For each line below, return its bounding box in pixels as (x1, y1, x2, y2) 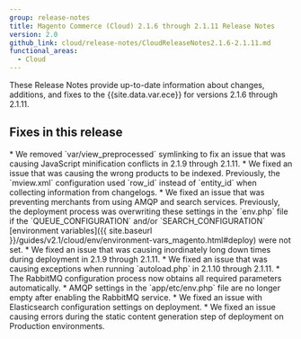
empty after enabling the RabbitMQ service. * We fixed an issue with (9, 291, 263, 302)
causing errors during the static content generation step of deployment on (9, 311, 285, 322)
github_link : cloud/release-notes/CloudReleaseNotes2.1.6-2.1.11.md (9, 38, 271, 48)
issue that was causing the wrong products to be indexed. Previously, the (9, 167, 281, 178)
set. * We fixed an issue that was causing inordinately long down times (9, 244, 271, 254)
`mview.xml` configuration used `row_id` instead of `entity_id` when (9, 177, 258, 188)
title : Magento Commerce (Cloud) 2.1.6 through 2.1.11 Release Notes (9, 22, 276, 31)
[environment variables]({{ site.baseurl (9, 225, 153, 236)
